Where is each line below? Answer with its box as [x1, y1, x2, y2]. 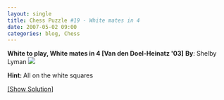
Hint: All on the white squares [7, 71, 94, 80]
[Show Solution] [7, 85, 54, 94]
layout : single [7, 10, 52, 18]
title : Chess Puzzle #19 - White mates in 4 [7, 17, 140, 24]
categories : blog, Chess [7, 30, 80, 37]
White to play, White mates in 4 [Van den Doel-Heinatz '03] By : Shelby [7, 49, 217, 58]
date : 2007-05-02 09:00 [7, 23, 77, 30]
